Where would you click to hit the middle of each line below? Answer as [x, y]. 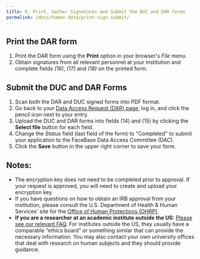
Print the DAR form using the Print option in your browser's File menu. [101, 56]
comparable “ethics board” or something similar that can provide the [99, 230]
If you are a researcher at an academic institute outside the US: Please [104, 217]
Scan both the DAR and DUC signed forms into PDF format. [87, 102]
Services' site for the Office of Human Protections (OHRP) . [87, 211]
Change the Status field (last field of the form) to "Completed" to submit [103, 134]
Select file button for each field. [54, 127]
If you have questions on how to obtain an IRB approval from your [95, 199]
